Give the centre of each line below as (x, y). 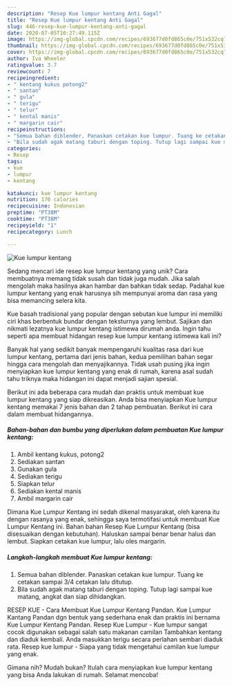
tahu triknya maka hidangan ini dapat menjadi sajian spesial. (93, 378)
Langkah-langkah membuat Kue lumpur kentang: (80, 557)
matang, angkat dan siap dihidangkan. (71, 597)
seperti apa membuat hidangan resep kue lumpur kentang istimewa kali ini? (115, 335)
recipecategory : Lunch (40, 232)
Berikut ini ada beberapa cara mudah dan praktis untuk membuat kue (106, 392)
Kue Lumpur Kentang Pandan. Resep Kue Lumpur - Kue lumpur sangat (107, 625)
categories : (24, 149)
